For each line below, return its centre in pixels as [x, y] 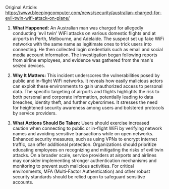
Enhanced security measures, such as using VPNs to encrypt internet [85, 139]
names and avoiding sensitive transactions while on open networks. [83, 134]
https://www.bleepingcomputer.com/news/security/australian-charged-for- [83, 13]
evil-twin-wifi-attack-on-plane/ [38, 18]
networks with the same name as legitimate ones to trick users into [82, 44]
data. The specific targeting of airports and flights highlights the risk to [86, 91]
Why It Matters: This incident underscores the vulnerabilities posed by [86, 75]
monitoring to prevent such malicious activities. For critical [73, 166]
